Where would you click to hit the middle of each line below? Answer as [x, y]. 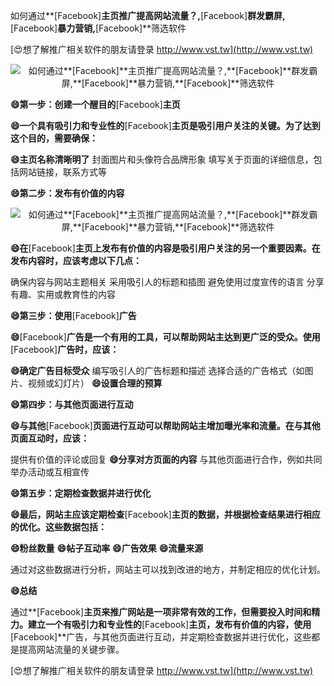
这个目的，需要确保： [54, 138]
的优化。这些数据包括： [58, 527]
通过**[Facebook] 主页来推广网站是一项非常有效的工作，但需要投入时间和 [161, 612]
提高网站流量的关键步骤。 [71, 649]
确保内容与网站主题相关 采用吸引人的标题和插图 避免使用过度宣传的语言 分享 [167, 282]
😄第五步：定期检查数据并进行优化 [81, 493]
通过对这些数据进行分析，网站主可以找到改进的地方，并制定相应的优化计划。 [168, 569]
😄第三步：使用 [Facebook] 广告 [73, 315]
